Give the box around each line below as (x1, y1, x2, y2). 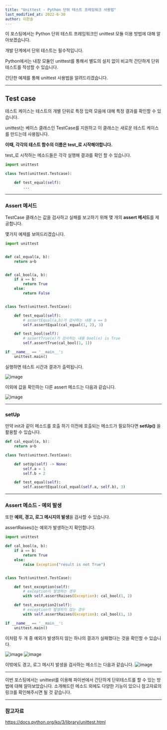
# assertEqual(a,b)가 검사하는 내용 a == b (23, 318, 107, 323)
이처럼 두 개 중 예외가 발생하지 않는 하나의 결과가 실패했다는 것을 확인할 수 (5, 635, 148, 641)
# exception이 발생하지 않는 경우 (23, 607, 85, 612)
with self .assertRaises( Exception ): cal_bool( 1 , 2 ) (23, 594, 133, 599)
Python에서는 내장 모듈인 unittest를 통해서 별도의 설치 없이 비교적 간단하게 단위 (5, 58, 160, 64)
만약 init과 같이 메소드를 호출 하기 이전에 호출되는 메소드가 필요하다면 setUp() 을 (5, 423, 161, 429)
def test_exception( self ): (14, 584, 70, 589)
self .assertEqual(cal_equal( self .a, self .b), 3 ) (23, 484, 126, 490)
